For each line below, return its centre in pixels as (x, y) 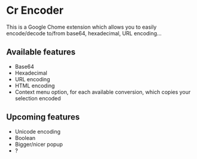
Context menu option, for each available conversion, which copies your (103, 92)
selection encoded (38, 98)
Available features (41, 52)
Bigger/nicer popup (39, 144)
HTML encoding (35, 85)
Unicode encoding (38, 132)
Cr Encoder (35, 10)
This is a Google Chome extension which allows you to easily (81, 27)
